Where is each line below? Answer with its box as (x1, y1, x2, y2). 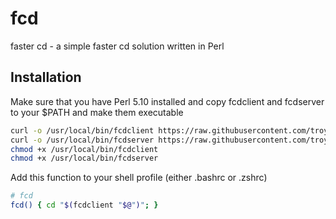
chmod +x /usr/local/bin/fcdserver (10, 153, 159, 164)
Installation (10, 69, 82, 86)
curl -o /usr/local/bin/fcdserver (10, 135, 155, 145)
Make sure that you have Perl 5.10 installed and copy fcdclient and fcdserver (10, 95, 325, 107)
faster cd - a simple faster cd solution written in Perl (10, 40, 225, 52)
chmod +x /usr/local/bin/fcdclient (10, 144, 159, 154)
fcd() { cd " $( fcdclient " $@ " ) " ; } (10, 200, 159, 211)
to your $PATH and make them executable (10, 106, 184, 118)
